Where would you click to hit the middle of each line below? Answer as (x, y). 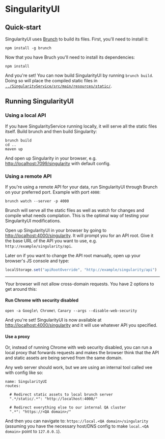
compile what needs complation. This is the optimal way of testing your (77, 215)
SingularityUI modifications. (33, 221)
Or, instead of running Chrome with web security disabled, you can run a (79, 347)
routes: (13, 386)
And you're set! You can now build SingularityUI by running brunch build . (79, 75)
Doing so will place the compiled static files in (51, 81)
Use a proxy (18, 337)
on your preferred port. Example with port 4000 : (53, 192)
